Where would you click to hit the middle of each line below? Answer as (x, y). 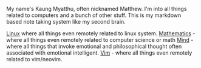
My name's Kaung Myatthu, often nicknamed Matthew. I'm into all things (97, 9)
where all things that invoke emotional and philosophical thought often (94, 46)
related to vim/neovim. (34, 59)
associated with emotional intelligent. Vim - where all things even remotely (99, 53)
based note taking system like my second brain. (66, 22)
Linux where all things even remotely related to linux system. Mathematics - (101, 33)
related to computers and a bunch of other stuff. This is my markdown (94, 15)
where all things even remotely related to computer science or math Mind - (100, 40)
